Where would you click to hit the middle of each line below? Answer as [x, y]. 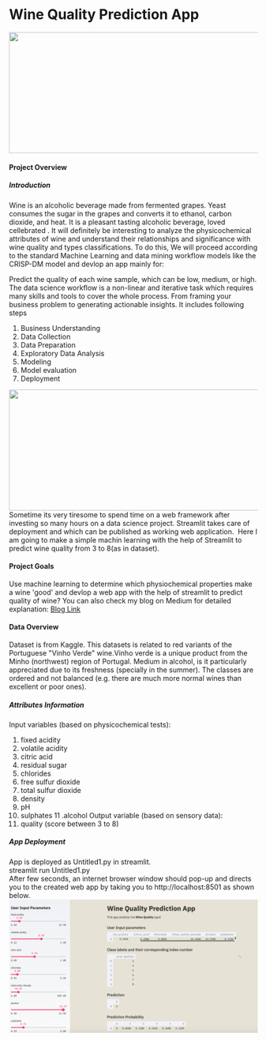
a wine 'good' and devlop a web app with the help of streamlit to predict [126, 592]
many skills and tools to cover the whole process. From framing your [120, 296]
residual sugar [44, 765]
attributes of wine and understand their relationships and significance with [130, 239]
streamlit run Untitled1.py [49, 870]
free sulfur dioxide [50, 782]
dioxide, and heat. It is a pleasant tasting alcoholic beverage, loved [117, 222]
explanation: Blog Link [45, 609]
